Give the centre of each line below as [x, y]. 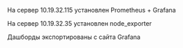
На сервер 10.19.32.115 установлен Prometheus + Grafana [91, 10]
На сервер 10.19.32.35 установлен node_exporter [80, 23]
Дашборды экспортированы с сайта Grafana [74, 37]
